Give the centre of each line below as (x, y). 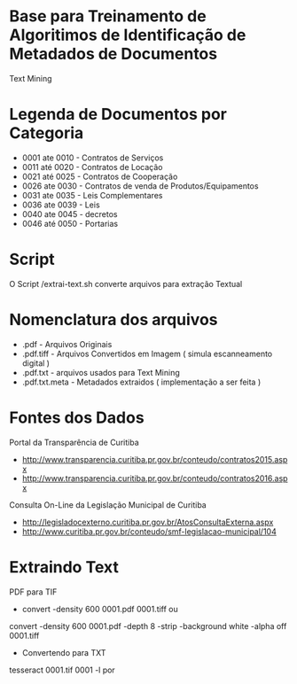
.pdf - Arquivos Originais (67, 344)
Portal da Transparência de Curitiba (74, 442)
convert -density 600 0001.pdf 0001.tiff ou (100, 609)
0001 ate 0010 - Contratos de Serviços (93, 158)
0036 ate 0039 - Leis (61, 205)
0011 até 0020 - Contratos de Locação (92, 167)
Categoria (47, 133)
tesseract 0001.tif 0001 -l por (62, 670)
